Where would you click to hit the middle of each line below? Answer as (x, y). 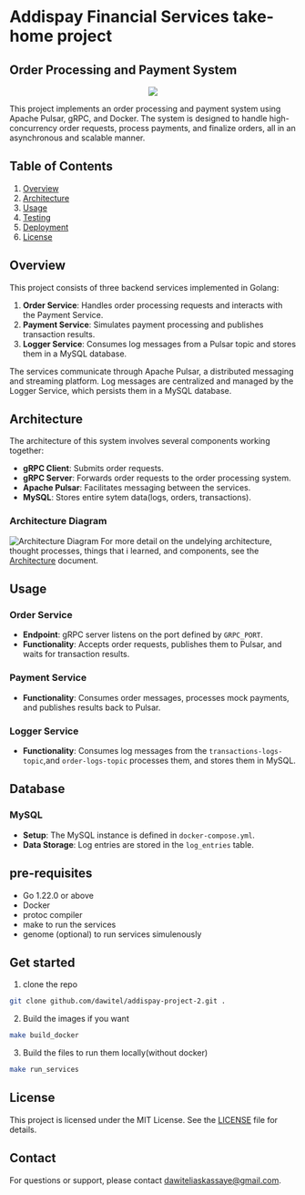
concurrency (33, 128)
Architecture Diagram (58, 521)
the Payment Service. (63, 314)
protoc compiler (53, 914)
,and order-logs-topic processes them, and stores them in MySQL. (169, 761)
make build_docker (44, 1035)
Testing (37, 217)
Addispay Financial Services (119, 17)
